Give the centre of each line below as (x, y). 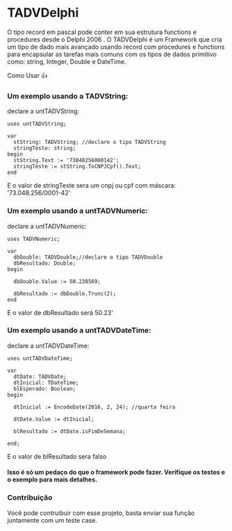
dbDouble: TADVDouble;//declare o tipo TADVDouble (88, 257)
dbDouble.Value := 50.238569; (57, 281)
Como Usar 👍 (27, 75)
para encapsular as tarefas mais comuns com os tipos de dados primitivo (112, 54)
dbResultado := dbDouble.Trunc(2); (65, 293)
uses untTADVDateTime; (40, 358)
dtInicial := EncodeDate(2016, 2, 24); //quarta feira (94, 407)
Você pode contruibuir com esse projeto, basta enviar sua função (101, 513)
